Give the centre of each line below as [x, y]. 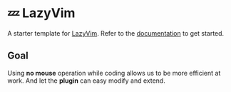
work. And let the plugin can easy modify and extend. [86, 81]
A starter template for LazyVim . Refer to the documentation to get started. [116, 33]
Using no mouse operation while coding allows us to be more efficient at [114, 73]
